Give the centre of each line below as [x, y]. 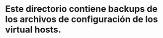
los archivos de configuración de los [81, 19]
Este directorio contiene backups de [81, 9]
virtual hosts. [33, 30]
